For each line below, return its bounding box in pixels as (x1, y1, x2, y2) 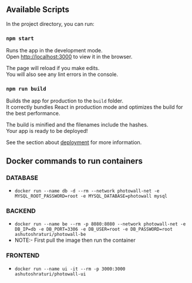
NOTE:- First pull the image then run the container (14, 237, 136, 244)
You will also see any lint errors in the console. (6, 71, 119, 78)
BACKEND (6, 207, 36, 215)
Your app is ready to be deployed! (6, 128, 88, 135)
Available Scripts (6, 5, 69, 15)
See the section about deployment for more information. (6, 139, 142, 146)
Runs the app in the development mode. (6, 47, 103, 54)
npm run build (6, 85, 46, 92)
